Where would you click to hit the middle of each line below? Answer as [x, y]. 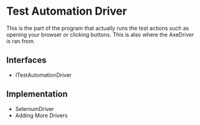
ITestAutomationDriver [43, 75]
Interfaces [27, 60]
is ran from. [21, 41]
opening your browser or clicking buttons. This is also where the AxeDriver [100, 34]
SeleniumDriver [34, 109]
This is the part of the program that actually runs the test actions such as [98, 28]
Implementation [37, 94]
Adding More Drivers [41, 115]
